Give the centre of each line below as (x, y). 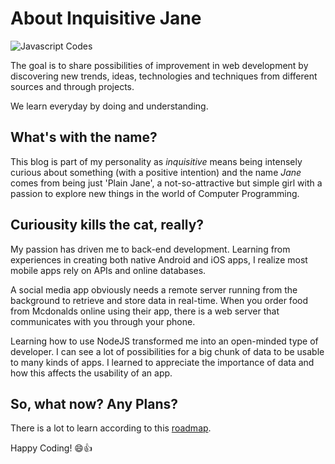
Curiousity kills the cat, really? (107, 225)
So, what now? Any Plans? (94, 403)
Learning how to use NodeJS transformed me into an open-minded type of (164, 341)
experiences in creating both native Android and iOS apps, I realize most (159, 259)
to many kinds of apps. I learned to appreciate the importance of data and (162, 362)
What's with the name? (84, 137)
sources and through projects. (72, 86)
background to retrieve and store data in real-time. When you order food (159, 300)
